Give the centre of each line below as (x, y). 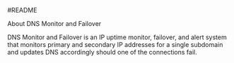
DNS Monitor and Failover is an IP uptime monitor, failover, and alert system (117, 37)
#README (22, 10)
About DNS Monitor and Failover (54, 23)
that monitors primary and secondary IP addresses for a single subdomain (115, 44)
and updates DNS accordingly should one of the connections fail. (102, 52)
